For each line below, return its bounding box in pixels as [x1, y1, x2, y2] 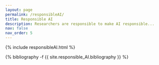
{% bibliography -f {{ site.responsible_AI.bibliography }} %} [5, 54, 129, 60]
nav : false [5, 26, 28, 31]
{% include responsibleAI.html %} [5, 44, 76, 50]
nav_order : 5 [5, 30, 33, 35]
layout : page [5, 7, 33, 12]
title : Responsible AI [5, 16, 53, 21]
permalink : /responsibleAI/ [5, 12, 65, 17]
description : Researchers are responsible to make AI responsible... [5, 21, 155, 26]
